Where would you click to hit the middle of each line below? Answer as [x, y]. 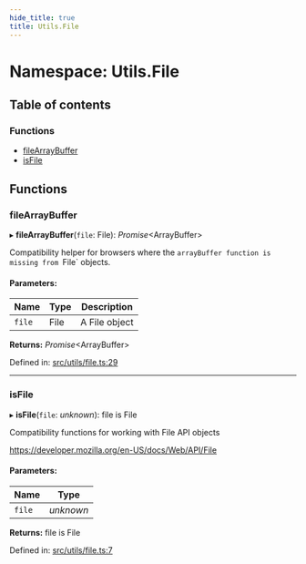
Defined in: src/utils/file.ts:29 [64, 363]
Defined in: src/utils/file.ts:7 [61, 550]
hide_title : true [42, 18]
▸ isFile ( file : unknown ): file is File [73, 415]
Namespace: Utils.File [95, 72]
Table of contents [60, 105]
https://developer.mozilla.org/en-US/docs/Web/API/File [113, 450]
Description [107, 307]
